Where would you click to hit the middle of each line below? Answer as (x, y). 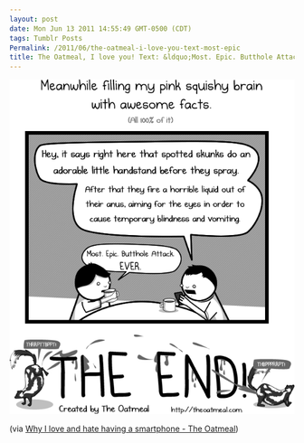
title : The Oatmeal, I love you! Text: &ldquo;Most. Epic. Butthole (141, 57)
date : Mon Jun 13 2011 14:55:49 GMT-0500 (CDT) (101, 28)
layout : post (34, 19)
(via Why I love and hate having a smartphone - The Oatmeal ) (124, 429)
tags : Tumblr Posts (46, 38)
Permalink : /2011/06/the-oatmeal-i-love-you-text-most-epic (125, 48)
